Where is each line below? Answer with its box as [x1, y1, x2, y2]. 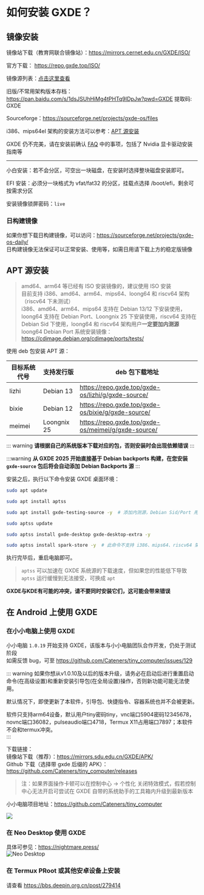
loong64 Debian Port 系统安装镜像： [21, 328, 112, 335]
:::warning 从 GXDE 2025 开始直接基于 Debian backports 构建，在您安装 [6, 455, 188, 462]
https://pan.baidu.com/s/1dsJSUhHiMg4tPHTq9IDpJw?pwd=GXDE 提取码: [6, 95, 192, 102]
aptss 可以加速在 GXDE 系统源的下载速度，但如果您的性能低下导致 [21, 567, 187, 574]
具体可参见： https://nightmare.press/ [6, 843, 99, 851]
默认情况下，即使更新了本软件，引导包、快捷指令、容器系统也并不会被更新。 [6, 698, 198, 705]
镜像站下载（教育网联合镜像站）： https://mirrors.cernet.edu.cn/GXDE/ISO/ [6, 49, 191, 56]
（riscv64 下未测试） [21, 298, 74, 305]
